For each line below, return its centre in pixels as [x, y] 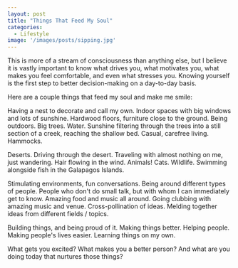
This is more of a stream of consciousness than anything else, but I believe [117, 60]
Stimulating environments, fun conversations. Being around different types [117, 184]
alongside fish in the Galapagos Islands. [66, 170]
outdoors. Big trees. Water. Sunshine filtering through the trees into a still [114, 126]
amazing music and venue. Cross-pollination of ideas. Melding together [112, 206]
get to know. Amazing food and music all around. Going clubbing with [109, 199]
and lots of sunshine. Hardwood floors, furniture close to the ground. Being [118, 119]
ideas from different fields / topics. [58, 214]
